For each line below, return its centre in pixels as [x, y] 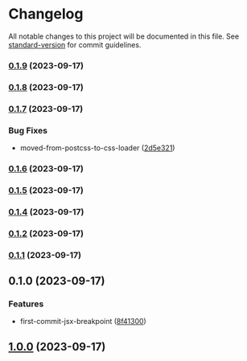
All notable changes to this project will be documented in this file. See [124, 36]
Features [26, 304]
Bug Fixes [28, 130]
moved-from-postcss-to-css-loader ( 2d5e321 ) [97, 148]
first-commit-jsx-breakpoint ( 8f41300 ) [83, 322]
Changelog [46, 14]
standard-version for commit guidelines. [75, 44]
